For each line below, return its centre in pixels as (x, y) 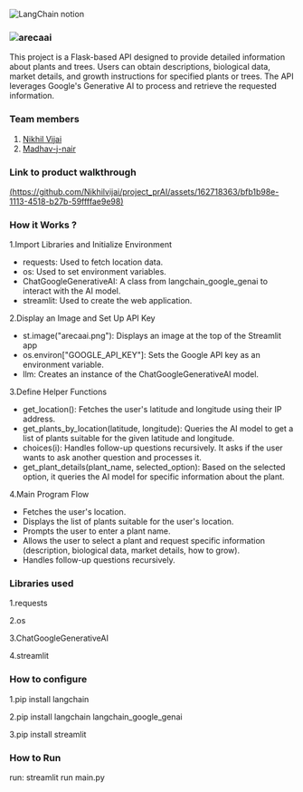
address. (39, 419)
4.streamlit (29, 656)
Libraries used (42, 584)
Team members (44, 120)
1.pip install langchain (49, 699)
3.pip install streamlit (48, 734)
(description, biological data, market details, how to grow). (131, 551)
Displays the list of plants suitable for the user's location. (128, 522)
